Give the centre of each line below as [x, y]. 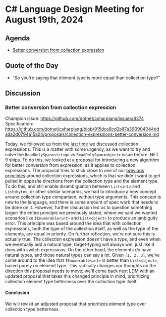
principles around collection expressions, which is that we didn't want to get [83, 176]
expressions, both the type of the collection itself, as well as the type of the [82, 228]
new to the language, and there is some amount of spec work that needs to [82, 202]
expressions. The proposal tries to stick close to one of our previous [75, 170]
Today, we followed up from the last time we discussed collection [72, 144]
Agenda [18, 38]
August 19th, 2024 [44, 20]
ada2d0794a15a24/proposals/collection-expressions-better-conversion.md [82, 134]
